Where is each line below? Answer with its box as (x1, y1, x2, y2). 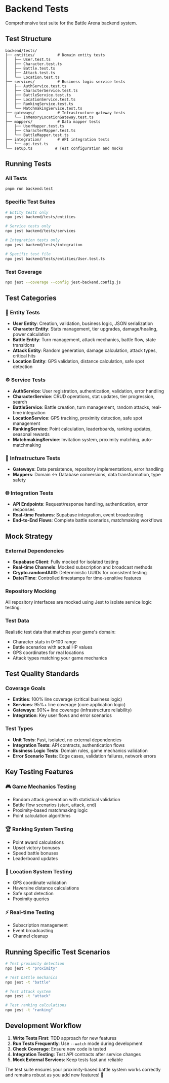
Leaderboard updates (12, 855, 58, 861)
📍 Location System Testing (5, 868, 72, 875)
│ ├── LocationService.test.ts (5, 97, 76, 102)
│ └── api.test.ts (5, 141, 49, 146)
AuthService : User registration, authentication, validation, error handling (12, 388, 164, 394)
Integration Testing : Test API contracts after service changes (12, 1051, 141, 1057)
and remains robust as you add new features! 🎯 (5, 1072, 104, 1078)
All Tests (5, 175, 27, 182)
